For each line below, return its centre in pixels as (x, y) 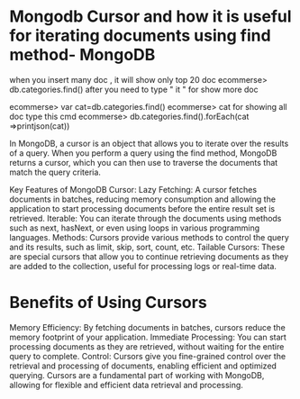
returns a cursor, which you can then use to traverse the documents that (144, 162)
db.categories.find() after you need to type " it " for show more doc (134, 89)
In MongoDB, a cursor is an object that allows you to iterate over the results (149, 143)
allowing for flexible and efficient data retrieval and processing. (126, 385)
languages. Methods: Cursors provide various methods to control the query (150, 237)
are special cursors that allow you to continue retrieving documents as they (149, 256)
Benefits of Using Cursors (108, 303)
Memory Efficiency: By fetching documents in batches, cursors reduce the (147, 327)
